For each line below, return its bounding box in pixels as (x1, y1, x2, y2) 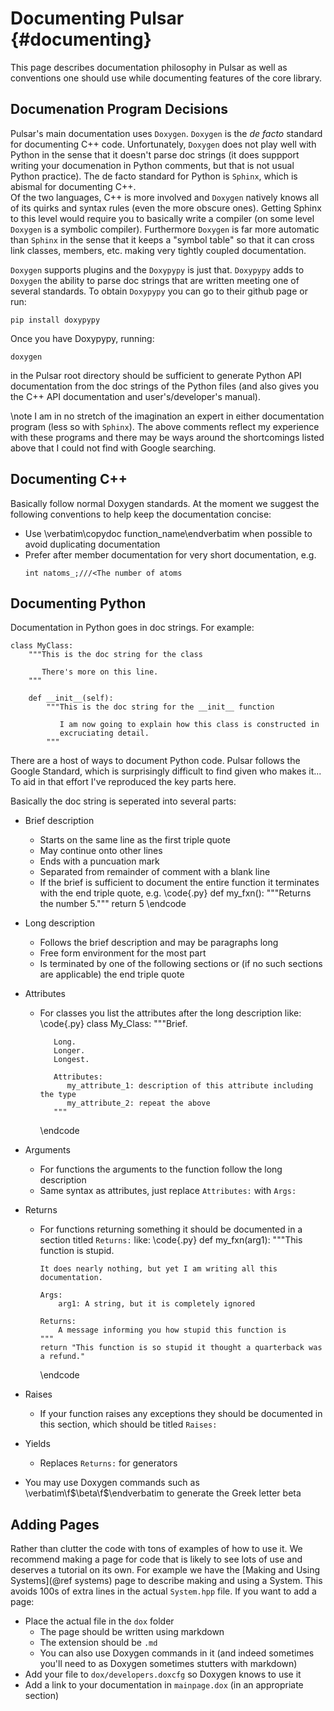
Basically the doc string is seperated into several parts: (10, 795, 237, 807)
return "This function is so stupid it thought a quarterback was (39, 1343, 323, 1353)
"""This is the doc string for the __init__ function (46, 702, 275, 712)
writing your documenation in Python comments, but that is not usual (10, 159, 295, 171)
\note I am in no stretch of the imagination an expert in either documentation (10, 410, 325, 422)
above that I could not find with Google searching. (10, 442, 217, 454)
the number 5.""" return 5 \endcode (39, 898, 187, 910)
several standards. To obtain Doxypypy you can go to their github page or (10, 285, 308, 297)
